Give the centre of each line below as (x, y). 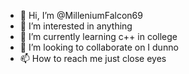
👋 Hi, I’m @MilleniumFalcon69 (81, 15)
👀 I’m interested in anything (76, 26)
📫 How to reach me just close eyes (93, 58)
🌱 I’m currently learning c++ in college (98, 36)
